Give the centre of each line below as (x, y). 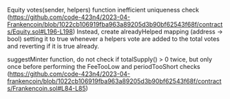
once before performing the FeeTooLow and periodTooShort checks (104, 67)
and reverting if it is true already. (53, 46)
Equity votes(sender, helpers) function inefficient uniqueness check (103, 10)
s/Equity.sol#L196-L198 (40, 31)
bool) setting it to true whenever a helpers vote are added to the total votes (114, 39)
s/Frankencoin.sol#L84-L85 (46, 88)
